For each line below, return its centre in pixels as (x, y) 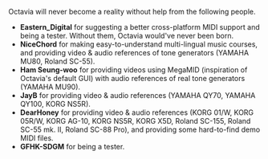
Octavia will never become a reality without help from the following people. (132, 12)
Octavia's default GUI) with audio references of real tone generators (132, 78)
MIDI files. (37, 138)
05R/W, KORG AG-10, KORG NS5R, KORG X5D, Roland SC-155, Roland (135, 121)
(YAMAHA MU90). (50, 87)
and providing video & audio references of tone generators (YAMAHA (134, 53)
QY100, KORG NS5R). (55, 104)
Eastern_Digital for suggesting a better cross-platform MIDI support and (140, 27)
